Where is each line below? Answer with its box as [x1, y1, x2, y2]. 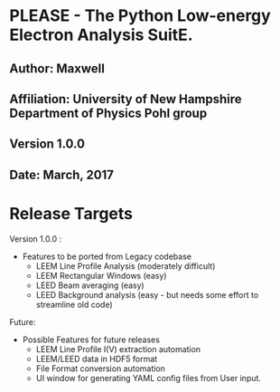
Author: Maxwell [9, 61, 106, 76]
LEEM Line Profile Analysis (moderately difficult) [35, 260, 216, 272]
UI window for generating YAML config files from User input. [35, 372, 262, 383]
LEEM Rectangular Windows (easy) [35, 270, 167, 281]
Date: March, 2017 [9, 167, 115, 182]
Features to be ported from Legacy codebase [22, 251, 192, 262]
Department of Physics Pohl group [9, 105, 208, 120]
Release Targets [9, 203, 134, 224]
